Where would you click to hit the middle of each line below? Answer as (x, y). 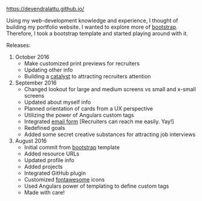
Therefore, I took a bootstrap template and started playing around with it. (97, 33)
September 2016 (36, 83)
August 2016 (31, 141)
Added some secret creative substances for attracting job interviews (110, 134)
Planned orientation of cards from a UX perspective (89, 108)
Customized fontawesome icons (64, 179)
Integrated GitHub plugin (55, 173)
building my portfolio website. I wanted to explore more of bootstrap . (92, 27)
